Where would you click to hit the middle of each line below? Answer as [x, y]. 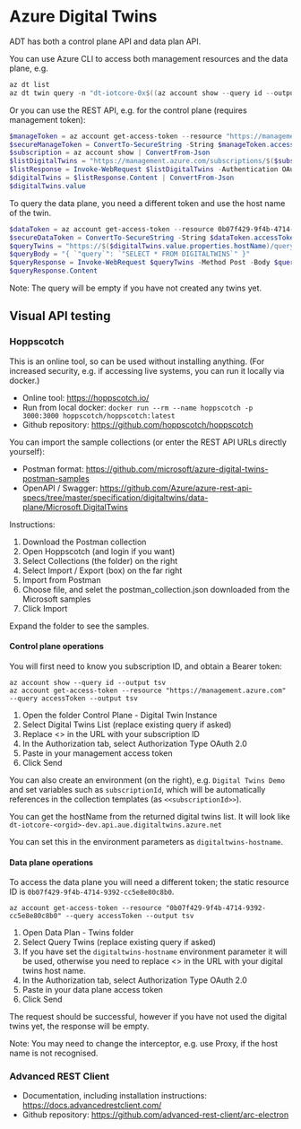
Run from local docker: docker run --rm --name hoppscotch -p [138, 407]
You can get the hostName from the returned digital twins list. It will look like [150, 816]
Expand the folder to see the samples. [79, 626]
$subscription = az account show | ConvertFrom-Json [110, 153]
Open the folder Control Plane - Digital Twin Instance [120, 715]
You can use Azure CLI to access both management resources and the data [149, 58]
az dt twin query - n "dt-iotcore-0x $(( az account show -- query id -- [142, 93]
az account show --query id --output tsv [88, 682]
